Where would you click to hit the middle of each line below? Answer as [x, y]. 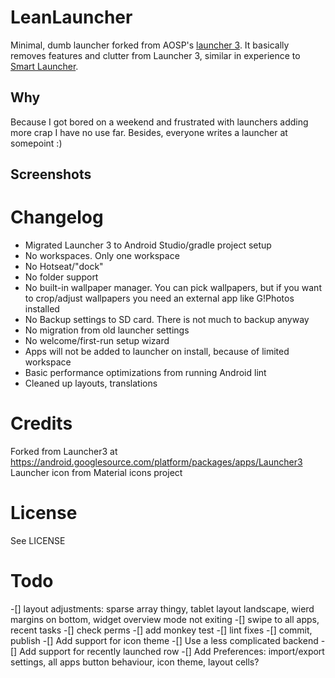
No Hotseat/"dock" [64, 267]
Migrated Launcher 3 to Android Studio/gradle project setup [148, 245]
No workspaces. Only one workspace [102, 256]
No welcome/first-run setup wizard [97, 341]
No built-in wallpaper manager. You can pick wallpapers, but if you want [173, 288]
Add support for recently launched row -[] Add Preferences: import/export [172, 651]
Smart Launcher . [44, 66]
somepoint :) [36, 143]
